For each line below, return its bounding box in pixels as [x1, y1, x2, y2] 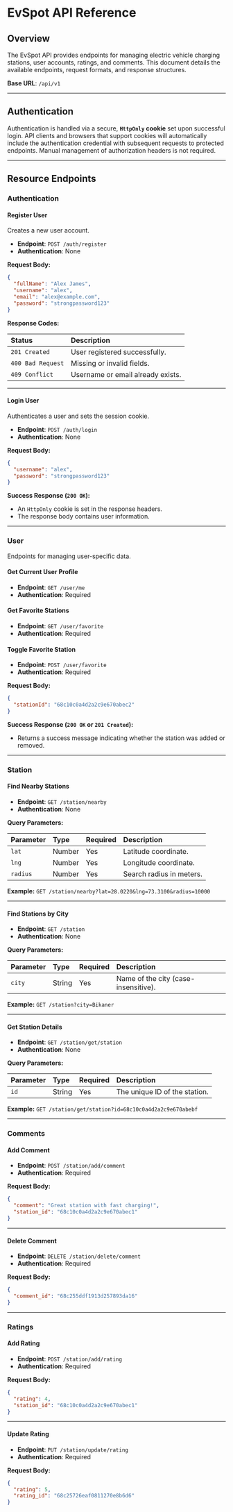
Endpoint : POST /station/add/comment [17, 1161, 126, 1170]
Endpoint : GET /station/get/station [17, 1038, 123, 1046]
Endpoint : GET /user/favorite [17, 621, 104, 630]
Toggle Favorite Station [7, 645, 76, 653]
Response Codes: [7, 319, 60, 327]
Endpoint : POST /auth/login [17, 425, 98, 433]
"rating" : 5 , [13, 1486, 51, 1493]
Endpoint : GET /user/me [17, 583, 85, 591]
